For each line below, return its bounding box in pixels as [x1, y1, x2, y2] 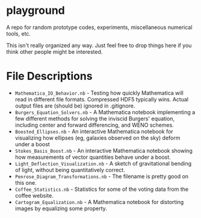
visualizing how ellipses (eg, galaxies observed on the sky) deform [14, 134, 181, 141]
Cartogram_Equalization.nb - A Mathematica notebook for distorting [14, 198, 184, 205]
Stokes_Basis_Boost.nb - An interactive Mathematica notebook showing [14, 147, 193, 154]
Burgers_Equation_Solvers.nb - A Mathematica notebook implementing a [14, 108, 196, 115]
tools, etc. [6, 30, 31, 37]
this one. [14, 179, 37, 186]
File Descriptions [6, 69, 93, 83]
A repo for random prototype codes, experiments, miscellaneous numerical [6, 24, 193, 31]
